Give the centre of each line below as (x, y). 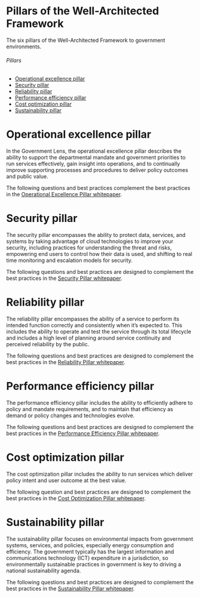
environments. (24, 47)
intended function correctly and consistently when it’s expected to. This (94, 325)
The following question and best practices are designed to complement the (99, 492)
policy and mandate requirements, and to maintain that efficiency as (90, 409)
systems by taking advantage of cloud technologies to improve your (90, 241)
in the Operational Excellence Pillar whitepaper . (64, 195)
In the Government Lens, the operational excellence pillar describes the (94, 151)
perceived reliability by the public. (48, 344)
